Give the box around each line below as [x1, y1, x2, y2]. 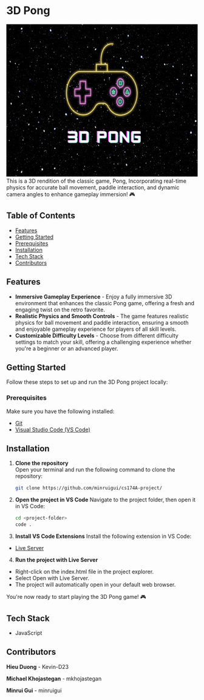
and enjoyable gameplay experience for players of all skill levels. [15, 325, 177, 333]
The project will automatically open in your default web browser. [15, 581, 176, 589]
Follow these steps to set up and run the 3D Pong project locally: [6, 378, 168, 386]
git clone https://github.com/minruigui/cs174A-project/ [15, 485, 163, 491]
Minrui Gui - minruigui [6, 687, 62, 694]
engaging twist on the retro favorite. [15, 306, 105, 313]
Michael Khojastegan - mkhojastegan [6, 674, 102, 682]
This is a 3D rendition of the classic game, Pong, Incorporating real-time [6, 177, 187, 185]
